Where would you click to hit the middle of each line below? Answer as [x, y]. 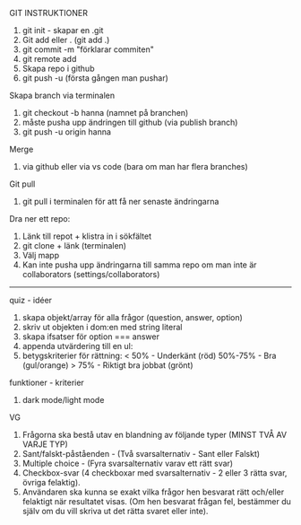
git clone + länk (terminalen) [74, 245]
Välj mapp [41, 255]
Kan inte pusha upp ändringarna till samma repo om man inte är [139, 265]
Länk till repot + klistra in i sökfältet [87, 236]
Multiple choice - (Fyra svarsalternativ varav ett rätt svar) [128, 463]
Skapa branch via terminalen [62, 95]
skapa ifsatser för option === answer [90, 337]
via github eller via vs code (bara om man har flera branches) [135, 166]
